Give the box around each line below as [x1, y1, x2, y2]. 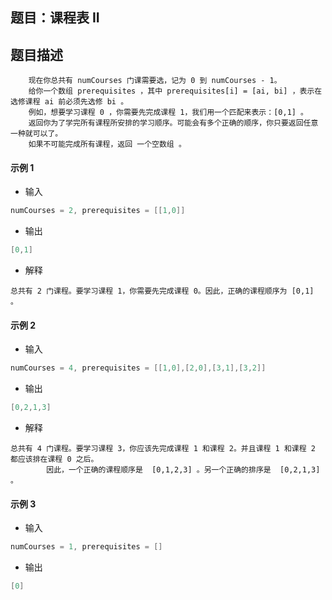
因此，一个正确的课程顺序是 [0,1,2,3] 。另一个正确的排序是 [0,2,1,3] [46, 465, 321, 475]
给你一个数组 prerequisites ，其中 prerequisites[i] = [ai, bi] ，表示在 [28, 86, 323, 97]
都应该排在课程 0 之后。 [10, 454, 99, 465]
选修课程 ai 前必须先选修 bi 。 [10, 97, 129, 107]
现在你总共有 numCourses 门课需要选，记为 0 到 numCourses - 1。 [28, 76, 282, 86]
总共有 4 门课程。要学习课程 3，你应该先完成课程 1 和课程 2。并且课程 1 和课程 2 [10, 444, 316, 454]
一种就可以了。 [10, 129, 63, 139]
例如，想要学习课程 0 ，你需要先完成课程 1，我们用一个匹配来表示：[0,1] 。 [28, 108, 308, 118]
